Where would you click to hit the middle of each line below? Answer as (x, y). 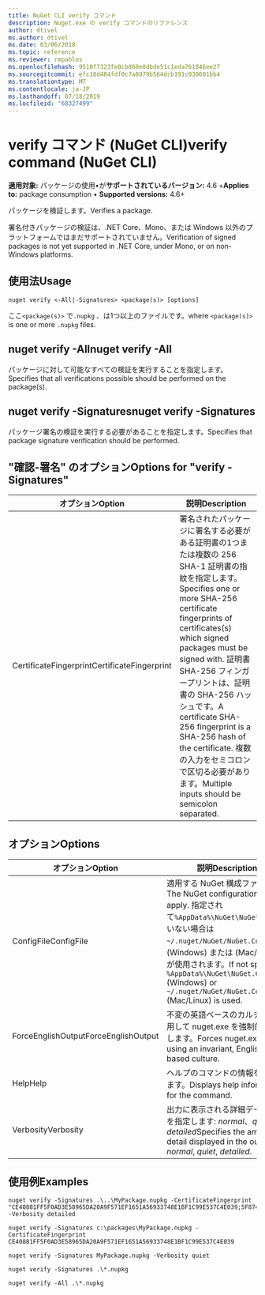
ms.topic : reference (42, 52)
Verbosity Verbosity (48, 1130)
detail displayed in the (207, 1142)
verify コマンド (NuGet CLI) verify (118, 145)
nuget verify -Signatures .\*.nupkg (68, 1269)
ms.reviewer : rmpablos (45, 60)
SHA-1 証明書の (209, 567)
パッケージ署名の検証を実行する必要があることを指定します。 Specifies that (130, 431)
